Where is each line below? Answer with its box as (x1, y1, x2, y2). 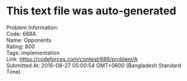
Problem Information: (6, 24, 59, 31)
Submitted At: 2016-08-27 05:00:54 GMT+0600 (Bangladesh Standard (6, 61, 182, 69)
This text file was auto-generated (6, 4, 176, 18)
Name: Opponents (6, 36, 52, 43)
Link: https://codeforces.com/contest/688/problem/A (6, 55, 138, 63)
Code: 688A (6, 30, 36, 37)
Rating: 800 (6, 43, 35, 50)
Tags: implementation (6, 49, 60, 56)
